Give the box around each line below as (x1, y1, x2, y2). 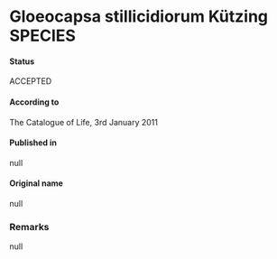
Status (9, 56, 35, 67)
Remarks (9, 220, 50, 233)
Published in (9, 137, 57, 148)
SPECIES (9, 25, 77, 46)
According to (9, 97, 60, 107)
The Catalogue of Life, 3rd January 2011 (9, 116, 158, 127)
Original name (9, 178, 63, 189)
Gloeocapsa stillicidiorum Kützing (9, 6, 269, 27)
